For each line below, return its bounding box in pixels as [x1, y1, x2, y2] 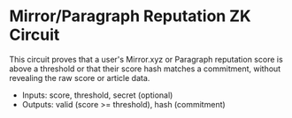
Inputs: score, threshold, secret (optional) [21, 90, 173, 100]
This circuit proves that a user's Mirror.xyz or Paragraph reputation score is [9, 54, 283, 64]
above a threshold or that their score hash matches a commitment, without [9, 63, 281, 74]
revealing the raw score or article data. [9, 72, 150, 83]
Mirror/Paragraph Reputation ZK [9, 6, 251, 26]
